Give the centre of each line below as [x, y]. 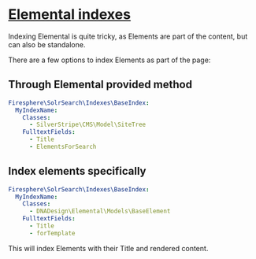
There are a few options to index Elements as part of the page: [109, 60]
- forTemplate [52, 233]
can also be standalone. [47, 44]
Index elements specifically [77, 171]
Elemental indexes [70, 15]
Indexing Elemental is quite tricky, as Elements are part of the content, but [128, 36]
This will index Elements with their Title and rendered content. [108, 248]
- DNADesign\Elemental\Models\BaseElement [100, 211]
